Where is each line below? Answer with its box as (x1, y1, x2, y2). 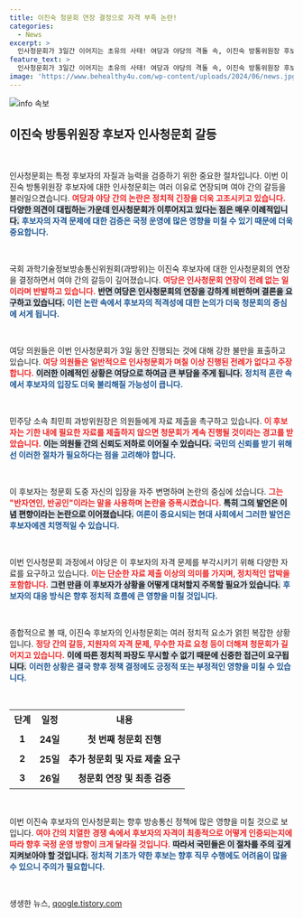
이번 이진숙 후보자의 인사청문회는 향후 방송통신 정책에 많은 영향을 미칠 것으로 (9, 816, 280, 827)
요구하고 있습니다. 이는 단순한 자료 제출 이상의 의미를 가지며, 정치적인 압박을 (25, 568, 290, 579)
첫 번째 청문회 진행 (87, 733, 162, 746)
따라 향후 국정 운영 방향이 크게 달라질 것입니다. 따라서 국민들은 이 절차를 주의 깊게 (9, 839, 291, 849)
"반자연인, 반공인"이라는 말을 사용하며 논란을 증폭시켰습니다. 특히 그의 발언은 (9, 497, 279, 508)
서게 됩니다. (18, 308, 60, 319)
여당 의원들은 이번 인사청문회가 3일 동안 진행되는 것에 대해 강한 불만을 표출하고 (9, 345, 286, 356)
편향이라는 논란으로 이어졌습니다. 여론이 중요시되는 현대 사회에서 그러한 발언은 (18, 508, 291, 519)
